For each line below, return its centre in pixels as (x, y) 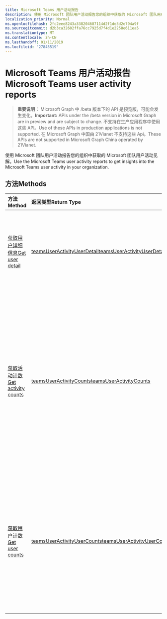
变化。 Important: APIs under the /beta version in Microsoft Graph (89, 115)
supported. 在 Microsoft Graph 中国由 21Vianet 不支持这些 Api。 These (89, 134)
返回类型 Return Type (56, 202)
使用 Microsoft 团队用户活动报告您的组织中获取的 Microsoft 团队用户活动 (79, 155)
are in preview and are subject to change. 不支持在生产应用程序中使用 (89, 121)
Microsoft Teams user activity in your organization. (57, 167)
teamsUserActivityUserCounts (67, 541)
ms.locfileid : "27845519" (32, 47)
